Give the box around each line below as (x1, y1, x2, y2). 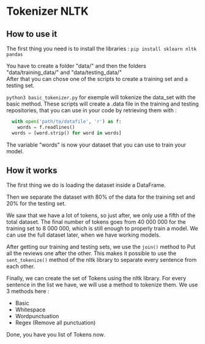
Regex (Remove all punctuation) (15, 319, 96, 326)
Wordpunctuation (15, 313, 59, 320)
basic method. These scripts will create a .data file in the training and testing (6, 100, 199, 107)
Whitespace (15, 306, 46, 313)
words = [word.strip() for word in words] (12, 130, 122, 136)
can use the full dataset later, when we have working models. (6, 231, 161, 239)
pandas (6, 52, 23, 58)
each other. (6, 262, 35, 270)
